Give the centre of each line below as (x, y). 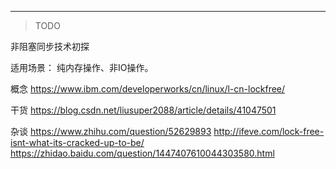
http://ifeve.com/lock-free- (269, 131)
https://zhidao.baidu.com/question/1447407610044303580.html (142, 153)
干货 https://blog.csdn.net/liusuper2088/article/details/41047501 (143, 110)
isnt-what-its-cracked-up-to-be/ (77, 142)
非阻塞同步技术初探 (50, 46)
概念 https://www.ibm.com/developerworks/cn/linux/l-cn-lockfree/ (148, 89)
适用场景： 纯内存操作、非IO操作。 (82, 67)
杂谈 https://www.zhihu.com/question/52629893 (111, 131)
